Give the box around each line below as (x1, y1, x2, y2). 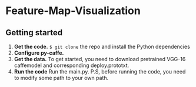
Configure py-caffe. (14, 49, 64, 56)
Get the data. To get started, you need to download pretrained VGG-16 (14, 56, 186, 62)
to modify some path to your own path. (14, 75, 109, 81)
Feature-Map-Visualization (5, 4, 141, 18)
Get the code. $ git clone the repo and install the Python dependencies (14, 43, 191, 50)
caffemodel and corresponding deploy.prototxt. (14, 62, 129, 69)
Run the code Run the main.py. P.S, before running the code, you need (14, 68, 186, 75)
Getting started (5, 28, 63, 38)
